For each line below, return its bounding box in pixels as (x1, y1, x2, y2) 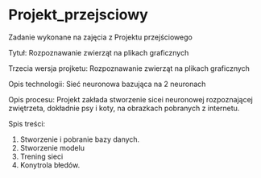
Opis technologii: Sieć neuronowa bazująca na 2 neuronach (8, 79, 206, 89)
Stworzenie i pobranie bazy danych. (19, 135, 140, 144)
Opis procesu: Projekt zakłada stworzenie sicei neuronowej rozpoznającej (8, 94, 254, 104)
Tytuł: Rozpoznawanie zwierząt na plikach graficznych (8, 48, 189, 57)
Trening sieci (19, 151, 64, 161)
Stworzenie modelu (19, 143, 85, 152)
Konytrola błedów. (19, 159, 81, 170)
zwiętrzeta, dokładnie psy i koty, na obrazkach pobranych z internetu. (8, 103, 240, 113)
